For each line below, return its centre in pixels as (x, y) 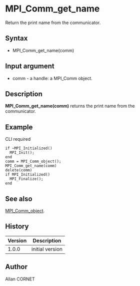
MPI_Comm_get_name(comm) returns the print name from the (70, 106)
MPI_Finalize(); (26, 179)
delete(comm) (19, 170)
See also (19, 199)
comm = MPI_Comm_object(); (33, 162)
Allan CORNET (20, 279)
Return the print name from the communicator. (53, 23)
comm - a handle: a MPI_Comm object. (52, 78)
